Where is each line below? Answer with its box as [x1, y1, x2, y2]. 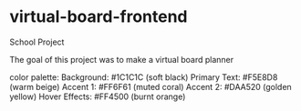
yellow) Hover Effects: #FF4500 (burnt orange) [9, 91, 186, 102]
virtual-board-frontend [9, 6, 188, 27]
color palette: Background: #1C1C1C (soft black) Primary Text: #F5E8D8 [9, 71, 278, 83]
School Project [9, 36, 65, 47]
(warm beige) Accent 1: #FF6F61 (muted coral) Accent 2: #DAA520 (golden [9, 81, 292, 92]
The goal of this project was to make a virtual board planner [9, 54, 234, 65]
